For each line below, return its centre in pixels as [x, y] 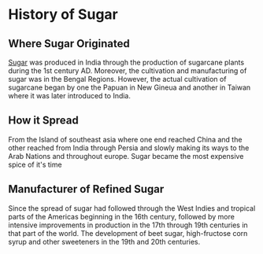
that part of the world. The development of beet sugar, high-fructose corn [128, 233]
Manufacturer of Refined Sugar [86, 189]
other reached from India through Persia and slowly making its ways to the [129, 148]
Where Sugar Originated [69, 44]
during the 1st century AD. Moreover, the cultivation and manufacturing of [128, 71]
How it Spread [43, 121]
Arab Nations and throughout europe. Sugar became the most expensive [126, 156]
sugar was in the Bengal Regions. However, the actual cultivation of [117, 79]
